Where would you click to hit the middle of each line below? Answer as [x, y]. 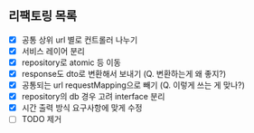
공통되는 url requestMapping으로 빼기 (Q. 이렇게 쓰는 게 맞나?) [133, 85]
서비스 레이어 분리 [53, 51]
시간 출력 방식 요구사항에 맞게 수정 [82, 108]
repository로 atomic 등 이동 [71, 62]
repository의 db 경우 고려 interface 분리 [93, 97]
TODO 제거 [42, 119]
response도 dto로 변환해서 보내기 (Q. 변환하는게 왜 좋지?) [124, 74]
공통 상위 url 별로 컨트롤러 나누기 [80, 40]
